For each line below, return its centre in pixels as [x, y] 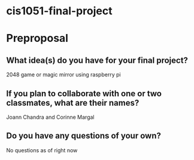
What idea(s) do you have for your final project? [97, 60]
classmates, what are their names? [73, 103]
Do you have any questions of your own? [84, 136]
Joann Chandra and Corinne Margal [50, 117]
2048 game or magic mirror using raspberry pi [63, 75]
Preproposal [37, 39]
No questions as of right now [42, 150]
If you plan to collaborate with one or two [84, 93]
